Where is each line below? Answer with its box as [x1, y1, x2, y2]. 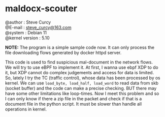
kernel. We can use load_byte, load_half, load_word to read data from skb [5, 80, 159, 86]
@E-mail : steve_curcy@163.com [5, 24, 71, 30]
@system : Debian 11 [5, 29, 47, 35]
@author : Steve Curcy [5, 19, 51, 25]
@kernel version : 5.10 [5, 35, 50, 41]
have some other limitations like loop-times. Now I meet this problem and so [5, 90, 159, 96]
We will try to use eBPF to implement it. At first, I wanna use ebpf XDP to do [5, 64, 159, 70]
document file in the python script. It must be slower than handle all [5, 101, 142, 107]
